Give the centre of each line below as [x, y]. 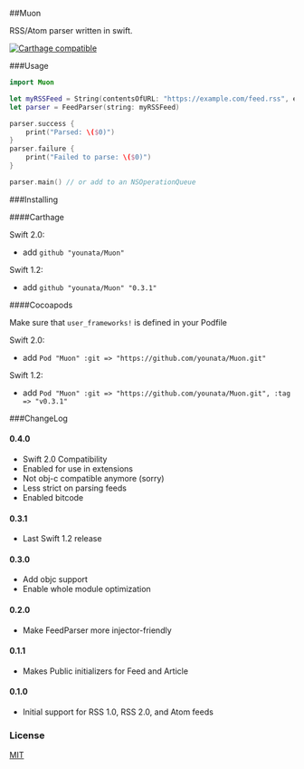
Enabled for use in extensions [78, 468]
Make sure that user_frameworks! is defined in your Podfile [119, 322]
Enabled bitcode [53, 497]
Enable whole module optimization [86, 589]
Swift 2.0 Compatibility [65, 459]
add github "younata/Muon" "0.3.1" [90, 287]
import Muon [32, 83]
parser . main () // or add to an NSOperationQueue [103, 182]
